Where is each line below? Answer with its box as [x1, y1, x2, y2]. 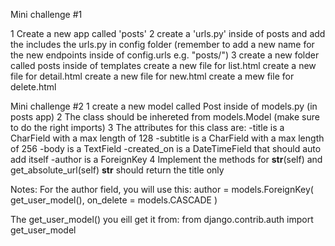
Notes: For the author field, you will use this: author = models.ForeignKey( [10, 184, 314, 195]
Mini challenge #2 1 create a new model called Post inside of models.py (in [10, 100, 318, 112]
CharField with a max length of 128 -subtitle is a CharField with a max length [10, 132, 325, 144]
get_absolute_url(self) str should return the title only [10, 164, 225, 176]
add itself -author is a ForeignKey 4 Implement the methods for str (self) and [10, 154, 323, 165]
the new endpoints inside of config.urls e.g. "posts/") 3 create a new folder [10, 49, 320, 61]
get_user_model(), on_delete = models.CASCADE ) [10, 194, 218, 206]
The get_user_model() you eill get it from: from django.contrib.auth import [10, 214, 314, 225]
